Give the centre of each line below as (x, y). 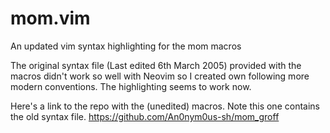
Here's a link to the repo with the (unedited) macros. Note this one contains (165, 106)
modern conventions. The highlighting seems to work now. (131, 86)
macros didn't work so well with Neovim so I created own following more (160, 76)
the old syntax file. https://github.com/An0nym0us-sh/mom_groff (145, 116)
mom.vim (50, 18)
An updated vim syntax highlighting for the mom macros (126, 46)
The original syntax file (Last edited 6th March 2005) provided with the (156, 65)
